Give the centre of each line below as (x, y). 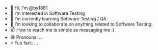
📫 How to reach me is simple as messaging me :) (62, 30)
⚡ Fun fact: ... (24, 43)
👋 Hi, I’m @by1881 (29, 8)
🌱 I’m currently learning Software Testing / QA (58, 19)
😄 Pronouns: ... (27, 37)
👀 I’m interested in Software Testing (47, 13)
